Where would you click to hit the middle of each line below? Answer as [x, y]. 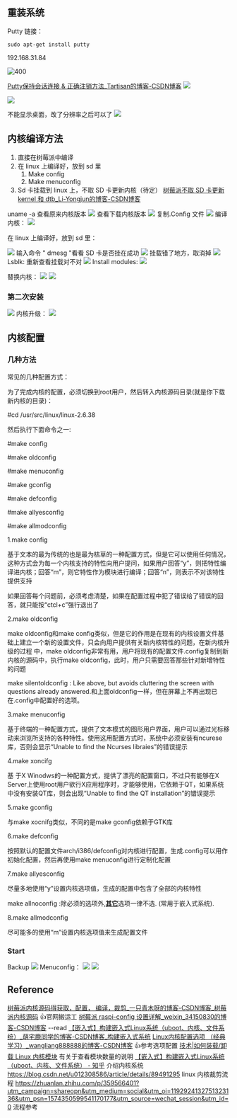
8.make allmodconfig [38, 917]
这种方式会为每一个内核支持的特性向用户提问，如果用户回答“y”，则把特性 [114, 563]
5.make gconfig [30, 807]
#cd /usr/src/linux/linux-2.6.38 [51, 415]
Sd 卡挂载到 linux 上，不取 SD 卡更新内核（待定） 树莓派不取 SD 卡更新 [121, 190]
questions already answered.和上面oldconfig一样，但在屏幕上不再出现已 [113, 691]
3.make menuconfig [36, 714]
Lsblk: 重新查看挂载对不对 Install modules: [73, 261]
